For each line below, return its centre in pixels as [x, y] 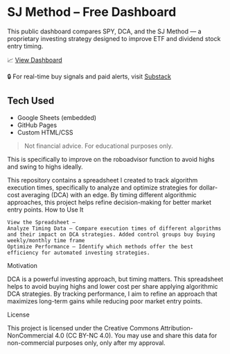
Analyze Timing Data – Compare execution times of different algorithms [114, 228]
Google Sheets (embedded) [57, 117]
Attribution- [177, 328]
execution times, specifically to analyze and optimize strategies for [102, 187]
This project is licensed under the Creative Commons [83, 328]
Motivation [23, 265]
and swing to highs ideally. [45, 167]
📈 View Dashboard [35, 60]
